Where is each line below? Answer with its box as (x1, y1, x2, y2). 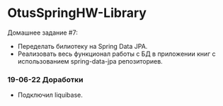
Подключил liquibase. (17, 90, 84, 100)
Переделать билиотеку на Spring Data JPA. (17, 42, 148, 50)
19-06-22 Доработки (7, 74, 84, 84)
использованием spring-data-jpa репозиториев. (17, 57, 163, 65)
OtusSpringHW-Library (7, 5, 147, 21)
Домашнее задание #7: (7, 28, 78, 37)
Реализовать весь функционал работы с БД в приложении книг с (17, 49, 216, 58)
